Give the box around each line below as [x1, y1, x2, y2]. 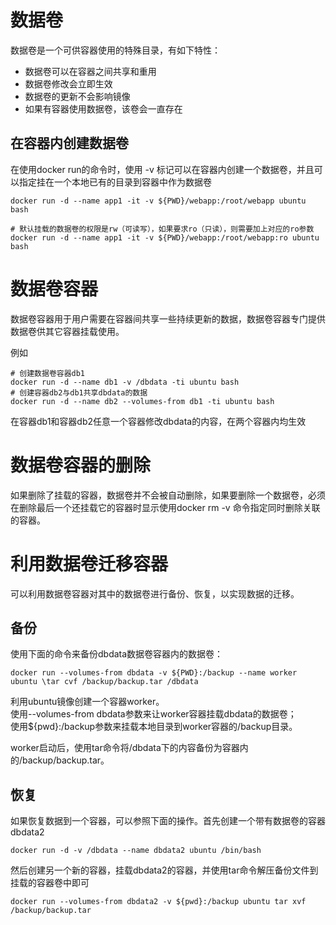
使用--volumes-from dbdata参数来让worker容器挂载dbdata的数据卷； [10, 708, 297, 720]
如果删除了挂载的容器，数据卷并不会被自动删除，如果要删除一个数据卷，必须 [10, 489, 326, 501]
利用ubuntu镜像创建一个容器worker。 [10, 696, 165, 708]
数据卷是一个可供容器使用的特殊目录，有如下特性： [10, 44, 221, 56]
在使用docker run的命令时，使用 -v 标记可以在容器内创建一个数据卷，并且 [10, 163, 315, 175]
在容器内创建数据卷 [10, 135, 129, 152]
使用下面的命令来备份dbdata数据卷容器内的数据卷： [10, 648, 224, 660]
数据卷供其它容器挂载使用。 [10, 325, 125, 337]
